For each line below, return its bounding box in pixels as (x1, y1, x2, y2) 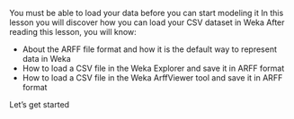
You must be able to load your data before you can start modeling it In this (9, 8, 284, 18)
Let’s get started (9, 99, 70, 110)
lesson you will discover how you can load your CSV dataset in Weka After (9, 17, 285, 28)
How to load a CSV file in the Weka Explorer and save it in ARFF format (22, 63, 285, 73)
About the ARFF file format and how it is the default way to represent (22, 44, 277, 55)
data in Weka (22, 54, 72, 64)
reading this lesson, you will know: (9, 27, 137, 37)
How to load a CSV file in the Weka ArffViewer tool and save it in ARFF (22, 72, 283, 83)
